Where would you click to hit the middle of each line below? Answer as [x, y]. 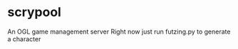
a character [24, 38]
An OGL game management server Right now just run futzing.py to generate [119, 31]
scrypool [35, 12]
